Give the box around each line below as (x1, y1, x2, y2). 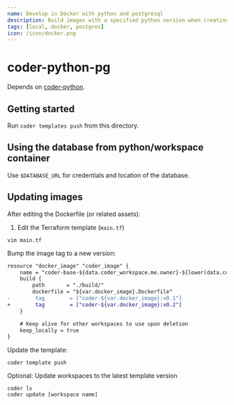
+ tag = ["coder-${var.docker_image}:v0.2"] (7, 301, 182, 308)
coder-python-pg (7, 60, 111, 75)
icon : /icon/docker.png (7, 29, 77, 37)
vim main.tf (7, 236, 42, 244)
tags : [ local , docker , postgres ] (7, 23, 104, 30)
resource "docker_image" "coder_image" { (7, 262, 130, 269)
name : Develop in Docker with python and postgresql (7, 10, 164, 17)
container (7, 153, 51, 165)
